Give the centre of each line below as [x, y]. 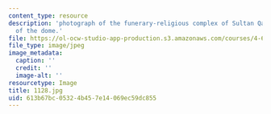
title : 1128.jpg [35, 90]
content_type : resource [48, 16]
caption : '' [36, 61]
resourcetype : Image [43, 83]
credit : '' [34, 68]
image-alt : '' [39, 75]
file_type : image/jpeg [46, 46]
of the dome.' [39, 31]
